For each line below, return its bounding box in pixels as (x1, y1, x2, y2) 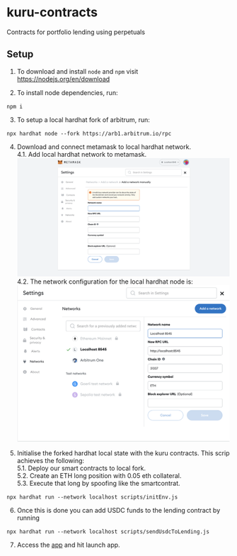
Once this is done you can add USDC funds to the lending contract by (16, 506, 221, 514)
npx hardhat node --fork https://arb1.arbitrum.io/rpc (6, 130, 172, 137)
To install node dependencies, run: (16, 88, 118, 96)
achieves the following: (16, 456, 85, 465)
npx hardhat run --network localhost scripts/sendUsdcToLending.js (6, 528, 210, 535)
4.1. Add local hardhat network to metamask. (16, 150, 146, 158)
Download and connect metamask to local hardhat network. (16, 143, 192, 151)
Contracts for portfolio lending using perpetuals (6, 28, 146, 36)
